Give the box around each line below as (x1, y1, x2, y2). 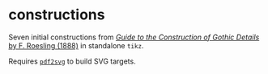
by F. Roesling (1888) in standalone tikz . (8, 40, 144, 50)
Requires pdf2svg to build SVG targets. (8, 56, 136, 66)
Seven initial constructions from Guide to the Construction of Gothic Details (8, 32, 260, 42)
